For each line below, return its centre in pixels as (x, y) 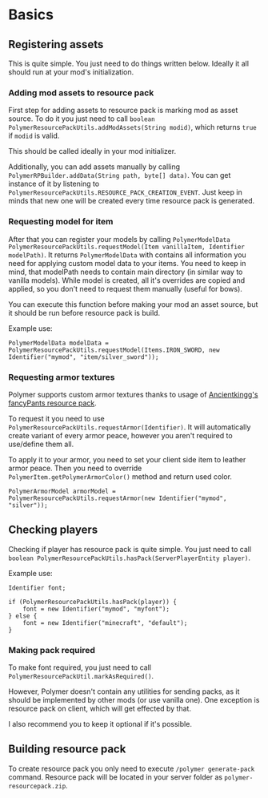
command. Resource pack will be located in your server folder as (115, 777)
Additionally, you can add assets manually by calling (94, 167)
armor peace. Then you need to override (75, 468)
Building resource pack (67, 750)
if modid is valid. (34, 136)
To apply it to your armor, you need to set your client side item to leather (127, 459)
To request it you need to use (57, 418)
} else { (23, 616)
